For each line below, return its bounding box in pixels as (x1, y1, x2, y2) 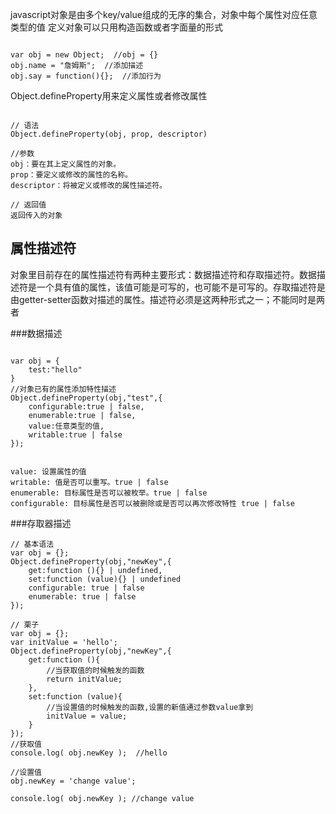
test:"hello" (28, 364, 83, 375)
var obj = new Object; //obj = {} (10, 50, 159, 60)
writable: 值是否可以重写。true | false (10, 477, 169, 487)
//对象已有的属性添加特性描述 (10, 384, 117, 394)
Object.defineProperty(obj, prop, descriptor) (10, 129, 208, 139)
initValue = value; (46, 711, 128, 721)
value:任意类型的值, (28, 421, 105, 431)
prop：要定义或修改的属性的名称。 (10, 170, 133, 180)
